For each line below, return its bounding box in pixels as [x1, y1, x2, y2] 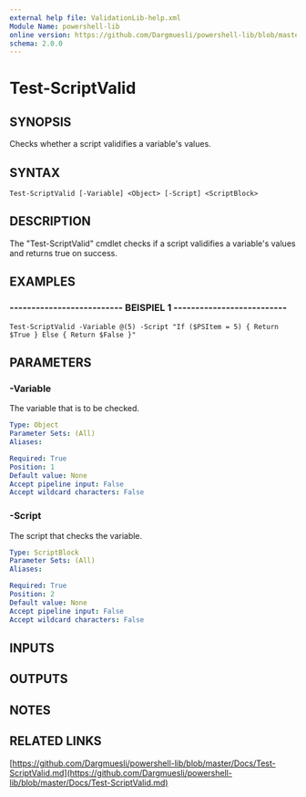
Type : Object [9, 420, 59, 430]
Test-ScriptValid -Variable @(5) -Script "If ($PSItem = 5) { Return [9, 322, 280, 331]
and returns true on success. [9, 247, 118, 258]
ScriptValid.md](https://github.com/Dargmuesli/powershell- [9, 767, 232, 778]
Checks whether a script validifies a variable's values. [9, 139, 211, 150]
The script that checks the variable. [9, 530, 143, 541]
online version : [9, 30, 71, 39]
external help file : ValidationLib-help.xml [9, 13, 181, 23]
